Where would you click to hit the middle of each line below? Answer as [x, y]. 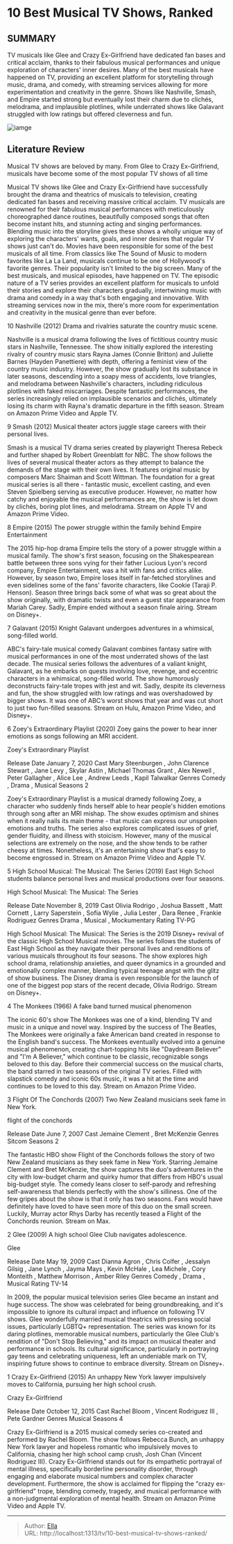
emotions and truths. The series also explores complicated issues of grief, [113, 828]
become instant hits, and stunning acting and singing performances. [105, 224]
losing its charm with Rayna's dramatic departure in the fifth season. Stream [115, 406]
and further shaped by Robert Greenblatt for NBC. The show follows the [110, 455]
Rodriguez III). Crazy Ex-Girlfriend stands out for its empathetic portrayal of [115, 1461]
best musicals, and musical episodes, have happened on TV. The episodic [113, 275]
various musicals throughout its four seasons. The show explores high [107, 956]
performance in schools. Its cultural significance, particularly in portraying [113, 1348]
